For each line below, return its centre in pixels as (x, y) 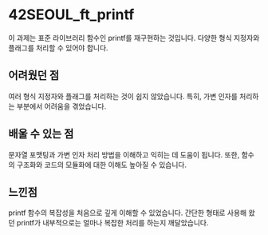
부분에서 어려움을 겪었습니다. (61, 106)
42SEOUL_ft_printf (71, 15)
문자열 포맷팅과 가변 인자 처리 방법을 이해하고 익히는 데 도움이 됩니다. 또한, (124, 154)
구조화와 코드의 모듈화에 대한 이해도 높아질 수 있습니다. (102, 165)
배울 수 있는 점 (41, 134)
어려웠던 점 (34, 76)
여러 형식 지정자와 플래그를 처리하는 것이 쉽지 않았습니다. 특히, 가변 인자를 (123, 96)
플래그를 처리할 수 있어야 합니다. (59, 48)
